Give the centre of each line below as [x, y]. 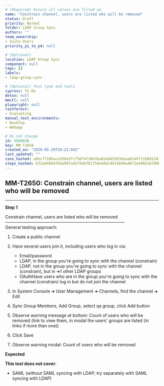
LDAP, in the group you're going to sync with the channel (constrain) [88, 261]
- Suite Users [20, 42]
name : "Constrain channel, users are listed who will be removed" [74, 14]
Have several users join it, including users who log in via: [69, 246]
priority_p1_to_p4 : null [30, 46]
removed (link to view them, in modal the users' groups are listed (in [80, 320]
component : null [21, 64]
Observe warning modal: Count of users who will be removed [74, 344]
